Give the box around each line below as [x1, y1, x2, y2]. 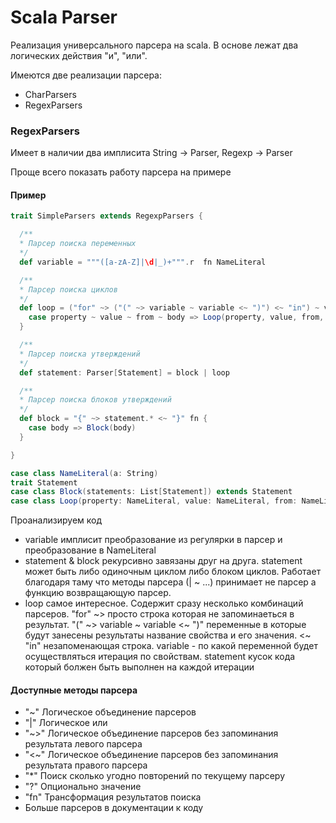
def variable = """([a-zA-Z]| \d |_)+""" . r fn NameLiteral [19, 257, 267, 267]
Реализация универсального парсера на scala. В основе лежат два [10, 39, 299, 51]
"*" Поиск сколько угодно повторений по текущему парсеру [24, 770, 286, 782]
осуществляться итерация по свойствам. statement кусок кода [24, 651, 296, 663]
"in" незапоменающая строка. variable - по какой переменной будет [24, 640, 318, 652]
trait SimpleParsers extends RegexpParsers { [10, 211, 203, 221]
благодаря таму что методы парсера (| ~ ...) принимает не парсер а [24, 576, 317, 588]
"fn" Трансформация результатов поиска [24, 791, 202, 803]
